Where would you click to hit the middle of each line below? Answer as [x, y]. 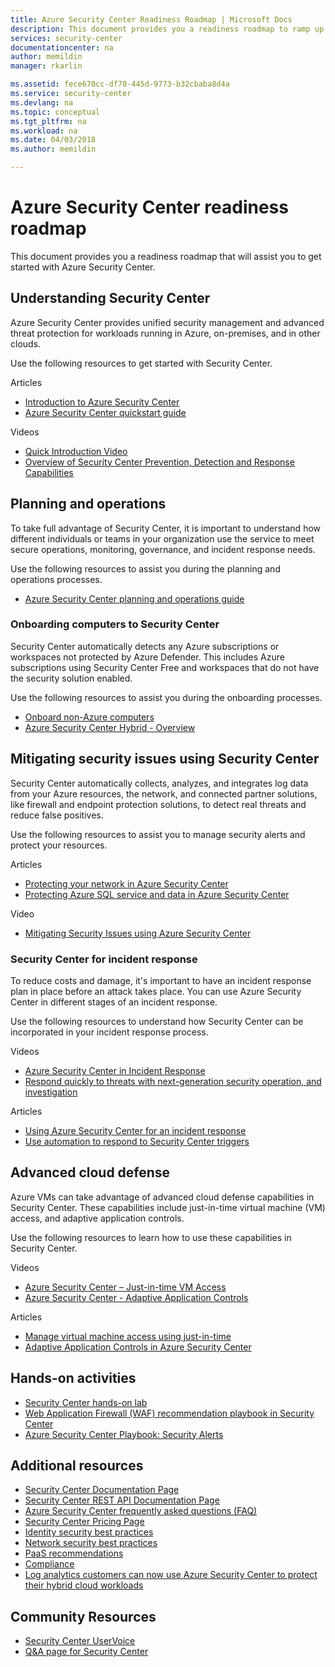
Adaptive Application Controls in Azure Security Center [138, 1347]
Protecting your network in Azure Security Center [126, 883]
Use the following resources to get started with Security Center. [141, 363]
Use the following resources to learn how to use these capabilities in [151, 1237]
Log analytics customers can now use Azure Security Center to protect [171, 1575]
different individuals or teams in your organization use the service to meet [162, 538]
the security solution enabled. [71, 678]
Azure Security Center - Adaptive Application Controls [136, 1297]
